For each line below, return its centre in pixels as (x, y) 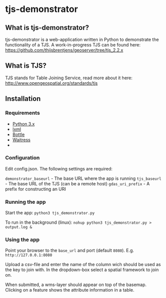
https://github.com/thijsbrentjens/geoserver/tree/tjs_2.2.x (64, 50)
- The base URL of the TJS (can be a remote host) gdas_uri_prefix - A (78, 183)
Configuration (22, 158)
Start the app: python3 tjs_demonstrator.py (50, 213)
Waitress (21, 140)
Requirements (23, 113)
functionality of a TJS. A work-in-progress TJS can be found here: (73, 45)
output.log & (19, 227)
